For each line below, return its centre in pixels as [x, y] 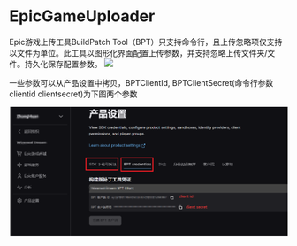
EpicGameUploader [82, 16]
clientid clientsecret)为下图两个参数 [73, 94]
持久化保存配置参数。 [63, 64]
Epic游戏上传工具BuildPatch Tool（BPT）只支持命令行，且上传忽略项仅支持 [146, 42]
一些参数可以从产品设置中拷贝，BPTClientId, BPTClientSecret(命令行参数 [141, 82]
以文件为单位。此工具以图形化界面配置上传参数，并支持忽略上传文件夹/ [138, 53]
